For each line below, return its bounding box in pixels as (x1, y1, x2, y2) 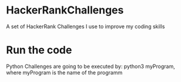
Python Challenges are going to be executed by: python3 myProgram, (6, 63, 175, 70)
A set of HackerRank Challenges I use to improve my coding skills (6, 23, 165, 30)
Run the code (6, 43, 72, 57)
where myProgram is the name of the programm (6, 69, 123, 76)
